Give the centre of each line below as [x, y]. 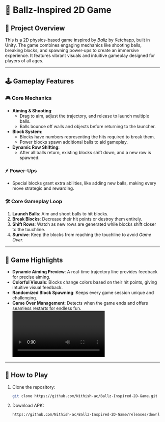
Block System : [27, 132]
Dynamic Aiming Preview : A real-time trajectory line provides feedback [85, 272]
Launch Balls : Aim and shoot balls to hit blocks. [60, 214]
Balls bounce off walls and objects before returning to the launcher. [88, 126]
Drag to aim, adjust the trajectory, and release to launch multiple [84, 116]
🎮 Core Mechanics [28, 98]
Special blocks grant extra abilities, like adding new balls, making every [84, 183]
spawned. [30, 158]
